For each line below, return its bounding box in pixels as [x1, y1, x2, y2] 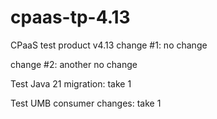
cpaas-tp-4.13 [10, 6, 131, 29]
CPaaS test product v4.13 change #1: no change [10, 39, 208, 51]
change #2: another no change [10, 58, 138, 70]
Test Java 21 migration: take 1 [10, 77, 132, 90]
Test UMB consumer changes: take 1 [10, 97, 162, 109]
